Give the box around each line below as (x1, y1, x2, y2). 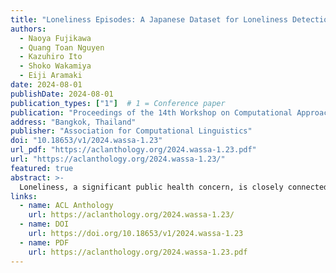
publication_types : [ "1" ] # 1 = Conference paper (10, 98, 226, 108)
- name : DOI (19, 219, 70, 230)
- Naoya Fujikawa (19, 33, 92, 43)
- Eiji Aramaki (19, 71, 83, 81)
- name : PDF (19, 237, 70, 248)
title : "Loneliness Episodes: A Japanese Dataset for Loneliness (10, 14, 288, 25)
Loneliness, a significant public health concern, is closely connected (19, 182, 329, 192)
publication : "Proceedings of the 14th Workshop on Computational (10, 107, 293, 118)
